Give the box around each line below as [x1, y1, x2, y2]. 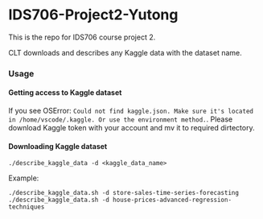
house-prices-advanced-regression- [112, 196, 232, 205]
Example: [8, 173, 39, 183]
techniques [8, 203, 45, 211]
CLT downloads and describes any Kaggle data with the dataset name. [8, 48, 243, 57]
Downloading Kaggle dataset [8, 141, 108, 151]
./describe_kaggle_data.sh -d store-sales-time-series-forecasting [8, 189, 240, 197]
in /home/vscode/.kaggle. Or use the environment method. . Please [8, 114, 233, 124]
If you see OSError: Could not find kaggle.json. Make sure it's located [8, 106, 253, 116]
